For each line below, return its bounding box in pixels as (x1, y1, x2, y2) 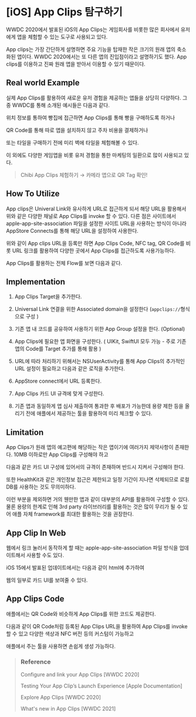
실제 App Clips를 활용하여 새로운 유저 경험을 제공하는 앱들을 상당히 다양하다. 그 (6, 94, 188, 101)
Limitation (6, 427, 44, 437)
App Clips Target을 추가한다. (14, 293, 82, 300)
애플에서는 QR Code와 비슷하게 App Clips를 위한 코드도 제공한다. (6, 610, 156, 617)
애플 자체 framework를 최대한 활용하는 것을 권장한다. (12, 511, 134, 518)
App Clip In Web (6, 528, 66, 538)
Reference (20, 658, 51, 666)
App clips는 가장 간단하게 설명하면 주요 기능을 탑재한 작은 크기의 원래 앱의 (6, 45, 176, 53)
